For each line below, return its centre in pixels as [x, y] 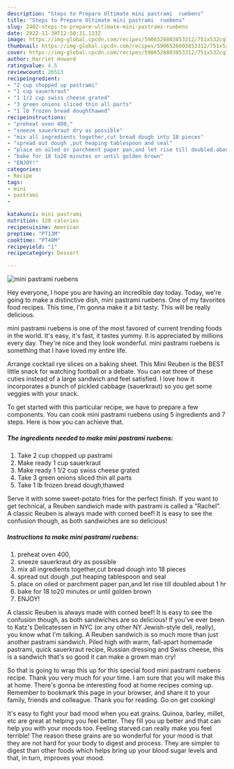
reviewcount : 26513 [36, 72]
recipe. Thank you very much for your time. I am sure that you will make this [116, 678]
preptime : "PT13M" [34, 234]
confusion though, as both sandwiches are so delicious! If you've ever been [116, 620]
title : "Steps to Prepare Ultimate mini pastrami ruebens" [96, 20]
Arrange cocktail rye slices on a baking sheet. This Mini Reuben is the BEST [116, 364]
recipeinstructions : [37, 117]
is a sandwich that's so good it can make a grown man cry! [92, 657]
